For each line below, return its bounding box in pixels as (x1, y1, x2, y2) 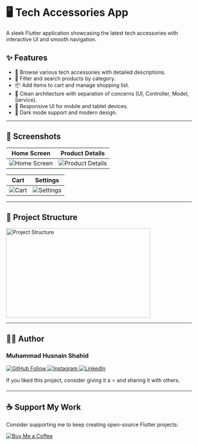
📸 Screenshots (6, 132, 61, 142)
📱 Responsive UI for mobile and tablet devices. (14, 102, 128, 109)
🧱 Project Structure (6, 212, 78, 222)
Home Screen (11, 149, 51, 157)
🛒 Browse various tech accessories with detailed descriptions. (14, 69, 166, 76)
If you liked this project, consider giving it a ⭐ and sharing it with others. (6, 377, 180, 384)
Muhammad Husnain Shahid (6, 351, 89, 359)
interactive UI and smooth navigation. (6, 35, 97, 43)
